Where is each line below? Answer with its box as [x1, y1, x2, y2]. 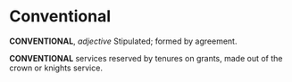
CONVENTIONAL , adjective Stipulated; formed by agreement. [9, 36, 238, 46]
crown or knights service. [9, 62, 103, 73]
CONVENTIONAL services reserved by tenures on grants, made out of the [9, 53, 283, 63]
